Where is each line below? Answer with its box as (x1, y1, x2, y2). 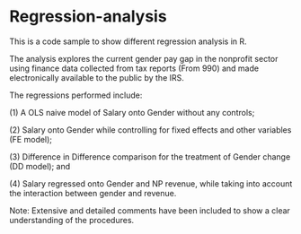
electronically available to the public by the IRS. (9, 72, 184, 82)
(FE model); (9, 134, 52, 144)
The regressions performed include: (9, 90, 143, 100)
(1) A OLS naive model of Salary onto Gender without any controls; (9, 107, 255, 117)
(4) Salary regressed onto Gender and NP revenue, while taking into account (9, 178, 293, 189)
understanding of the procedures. (9, 214, 135, 225)
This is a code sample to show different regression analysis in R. (9, 36, 247, 47)
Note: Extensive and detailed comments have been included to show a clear (9, 204, 290, 216)
